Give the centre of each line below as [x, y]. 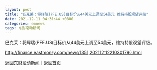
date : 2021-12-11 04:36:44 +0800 [39, 19]
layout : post [18, 10]
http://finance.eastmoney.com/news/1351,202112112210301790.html [74, 53]
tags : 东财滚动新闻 [23, 28]
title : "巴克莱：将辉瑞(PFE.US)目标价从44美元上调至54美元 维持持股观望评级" [77, 14]
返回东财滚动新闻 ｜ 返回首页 [33, 63]
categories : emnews [25, 23]
